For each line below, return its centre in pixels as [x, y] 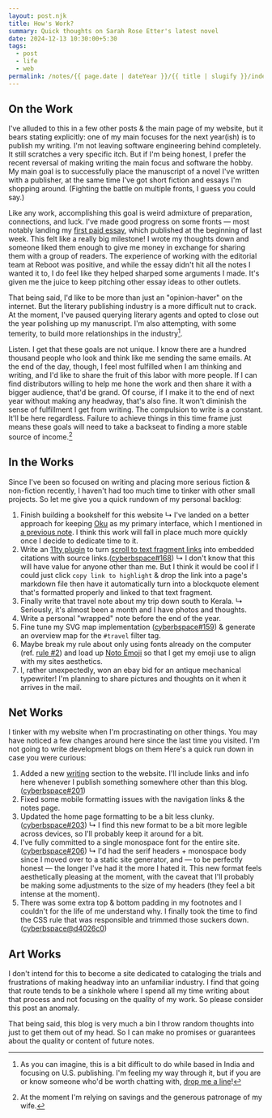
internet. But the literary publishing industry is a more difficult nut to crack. [132, 306]
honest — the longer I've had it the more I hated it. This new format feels [141, 868]
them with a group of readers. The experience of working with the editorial [133, 256]
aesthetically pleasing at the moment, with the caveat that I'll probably [137, 877]
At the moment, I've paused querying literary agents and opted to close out [134, 315]
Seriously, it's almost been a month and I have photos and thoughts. [133, 610]
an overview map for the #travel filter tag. [90, 635]
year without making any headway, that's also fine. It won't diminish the [127, 401]
